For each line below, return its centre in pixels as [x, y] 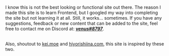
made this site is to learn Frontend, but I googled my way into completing [82, 13]
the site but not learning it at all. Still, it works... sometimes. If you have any [83, 18]
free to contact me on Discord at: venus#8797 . [55, 29]
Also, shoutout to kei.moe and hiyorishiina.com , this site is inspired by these [85, 44]
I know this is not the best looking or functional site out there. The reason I [83, 7]
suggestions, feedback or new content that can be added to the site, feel [81, 23]
